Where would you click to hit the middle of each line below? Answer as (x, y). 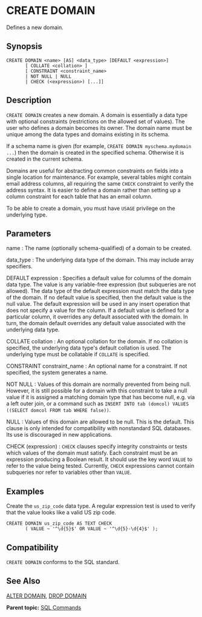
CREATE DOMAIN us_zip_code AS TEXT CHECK (59, 524)
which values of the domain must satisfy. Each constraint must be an (92, 453)
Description (29, 100)
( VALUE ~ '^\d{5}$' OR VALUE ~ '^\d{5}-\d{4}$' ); (92, 529)
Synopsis (24, 46)
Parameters (29, 233)
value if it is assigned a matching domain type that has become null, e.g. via (101, 397)
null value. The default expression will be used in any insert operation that (98, 304)
